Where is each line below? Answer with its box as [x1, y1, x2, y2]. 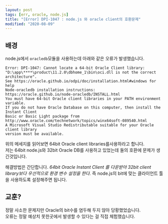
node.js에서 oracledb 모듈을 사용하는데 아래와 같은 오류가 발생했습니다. [5, 56, 145, 62]
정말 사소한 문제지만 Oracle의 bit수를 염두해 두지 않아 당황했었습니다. [5, 207, 141, 213]
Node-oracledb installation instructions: [5, 87, 96, 93]
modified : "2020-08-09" [5, 21, 55, 27]
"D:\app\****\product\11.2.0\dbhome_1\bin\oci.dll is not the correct [5, 70, 156, 75]
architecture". [5, 74, 37, 79]
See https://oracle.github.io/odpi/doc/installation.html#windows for [5, 79, 156, 84]
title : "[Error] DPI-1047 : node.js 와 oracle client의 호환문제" [5, 17, 141, 22]
